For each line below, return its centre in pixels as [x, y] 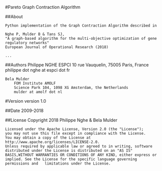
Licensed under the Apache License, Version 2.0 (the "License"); [74, 129]
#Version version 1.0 [26, 101]
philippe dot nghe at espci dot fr [38, 70]
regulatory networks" [27, 43]
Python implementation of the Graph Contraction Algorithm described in [81, 26]
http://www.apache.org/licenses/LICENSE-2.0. [52, 142]
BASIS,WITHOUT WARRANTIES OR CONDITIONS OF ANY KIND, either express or [81, 155]
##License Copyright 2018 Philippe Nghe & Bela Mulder [61, 120]
